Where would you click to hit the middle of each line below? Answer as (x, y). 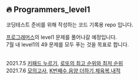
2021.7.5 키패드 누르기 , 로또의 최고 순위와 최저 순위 (65, 63)
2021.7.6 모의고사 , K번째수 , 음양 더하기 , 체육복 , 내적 (63, 71)
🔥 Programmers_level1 (48, 10)
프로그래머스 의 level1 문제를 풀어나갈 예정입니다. (62, 37)
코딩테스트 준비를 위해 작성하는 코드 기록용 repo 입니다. (70, 24)
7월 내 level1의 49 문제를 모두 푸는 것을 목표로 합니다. (68, 44)
